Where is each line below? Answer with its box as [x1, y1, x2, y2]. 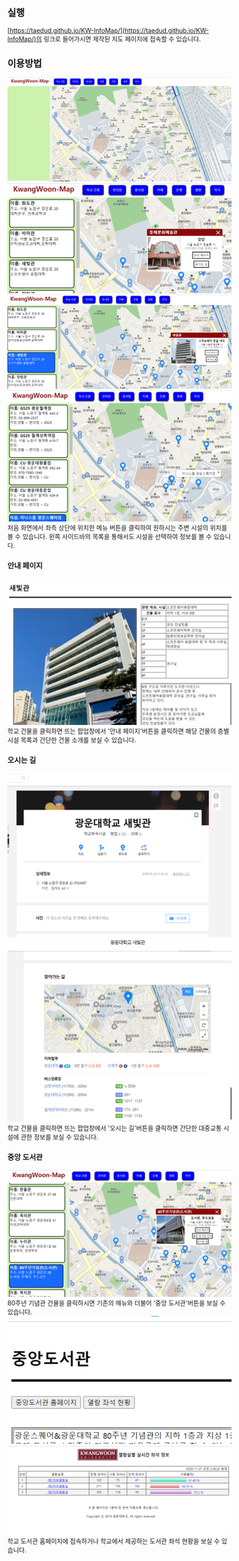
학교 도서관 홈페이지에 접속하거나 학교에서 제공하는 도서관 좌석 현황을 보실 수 [7, 1537, 221, 1545]
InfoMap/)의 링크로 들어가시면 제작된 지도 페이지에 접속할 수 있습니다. [7, 34, 201, 43]
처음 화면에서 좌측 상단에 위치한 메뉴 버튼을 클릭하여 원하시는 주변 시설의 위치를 [7, 523, 228, 532]
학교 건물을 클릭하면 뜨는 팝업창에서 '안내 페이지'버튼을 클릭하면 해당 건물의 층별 [7, 726, 230, 735]
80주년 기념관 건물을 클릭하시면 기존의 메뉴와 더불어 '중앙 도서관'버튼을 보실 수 [7, 1298, 226, 1307]
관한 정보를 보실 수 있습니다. [20, 1132, 99, 1141]
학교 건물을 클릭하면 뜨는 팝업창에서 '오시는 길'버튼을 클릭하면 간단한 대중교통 [7, 1124, 222, 1132]
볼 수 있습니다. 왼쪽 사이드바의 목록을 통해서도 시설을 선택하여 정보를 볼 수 [7, 532, 212, 541]
